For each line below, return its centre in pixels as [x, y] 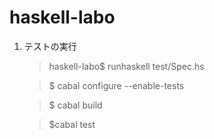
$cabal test [72, 124]
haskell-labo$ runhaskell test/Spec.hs [126, 66]
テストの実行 [50, 46]
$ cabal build [75, 105]
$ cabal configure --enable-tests [116, 85]
